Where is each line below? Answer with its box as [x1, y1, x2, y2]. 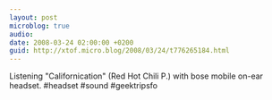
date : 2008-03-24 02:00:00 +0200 [9, 37, 134, 47]
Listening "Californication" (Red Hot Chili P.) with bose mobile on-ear [9, 71, 264, 81]
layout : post [9, 12, 58, 22]
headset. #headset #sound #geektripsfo [9, 80, 158, 91]
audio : [9, 29, 34, 38]
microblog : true [9, 21, 70, 30]
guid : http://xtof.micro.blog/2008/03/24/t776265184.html [9, 46, 230, 55]
